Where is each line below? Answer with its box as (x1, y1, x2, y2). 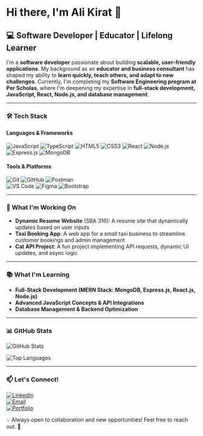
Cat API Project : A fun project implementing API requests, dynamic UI (14, 243, 189, 250)
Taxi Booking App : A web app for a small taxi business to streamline (14, 229, 185, 237)
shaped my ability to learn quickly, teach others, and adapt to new (6, 72, 174, 79)
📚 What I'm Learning (6, 270, 70, 278)
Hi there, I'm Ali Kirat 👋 (6, 5, 122, 19)
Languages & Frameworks (6, 129, 74, 136)
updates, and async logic (14, 249, 78, 256)
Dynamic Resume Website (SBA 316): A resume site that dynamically (14, 217, 188, 224)
